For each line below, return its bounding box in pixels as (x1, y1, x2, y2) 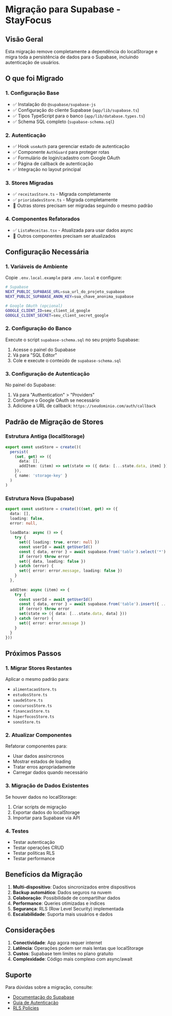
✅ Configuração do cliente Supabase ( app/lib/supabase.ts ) (12, 107, 140, 113)
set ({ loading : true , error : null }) (18, 540, 100, 545)
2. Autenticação (5, 132, 46, 139)
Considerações (5, 926, 55, 935)
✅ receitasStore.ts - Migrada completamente (12, 191, 111, 197)
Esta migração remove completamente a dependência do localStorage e (5, 49, 158, 54)
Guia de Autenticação (12, 1000, 59, 1006)
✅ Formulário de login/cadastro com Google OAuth (12, 155, 120, 161)
